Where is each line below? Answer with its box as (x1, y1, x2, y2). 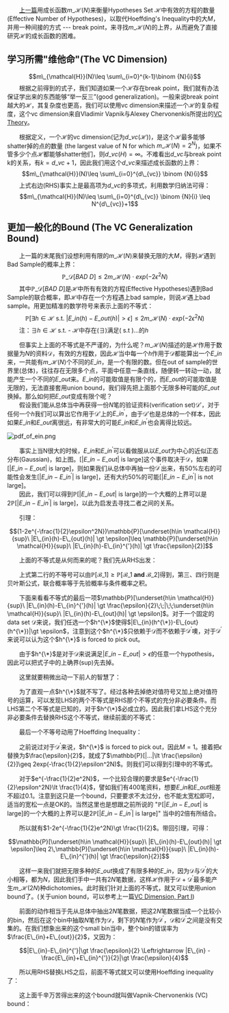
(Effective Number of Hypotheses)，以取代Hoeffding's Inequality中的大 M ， (7, 14, 219, 23)
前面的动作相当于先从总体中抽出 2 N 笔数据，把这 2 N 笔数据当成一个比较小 (19, 907, 221, 915)
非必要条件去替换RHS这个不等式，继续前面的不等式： (7, 713, 157, 722)
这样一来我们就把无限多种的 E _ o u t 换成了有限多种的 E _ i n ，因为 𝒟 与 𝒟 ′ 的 (19, 865, 213, 874)
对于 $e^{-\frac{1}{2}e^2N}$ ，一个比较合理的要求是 (19, 774, 163, 783)
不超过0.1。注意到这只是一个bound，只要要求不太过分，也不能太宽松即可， (7, 791, 219, 800)
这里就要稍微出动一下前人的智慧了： (19, 673, 121, 681)
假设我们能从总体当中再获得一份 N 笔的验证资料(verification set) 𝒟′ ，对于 (19, 401, 220, 409)
